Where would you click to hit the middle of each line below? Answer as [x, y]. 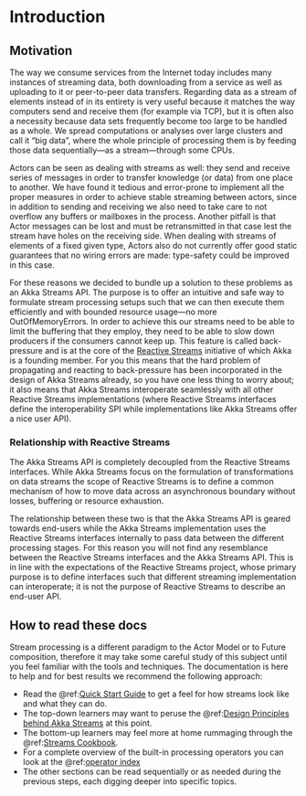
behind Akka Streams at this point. [87, 723]
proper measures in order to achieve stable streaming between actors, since [153, 197]
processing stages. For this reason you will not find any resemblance [139, 548]
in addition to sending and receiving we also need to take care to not [138, 207]
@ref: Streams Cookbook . [70, 743]
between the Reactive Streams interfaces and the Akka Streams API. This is [152, 557]
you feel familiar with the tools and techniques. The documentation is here [149, 667]
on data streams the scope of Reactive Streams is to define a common [142, 482]
